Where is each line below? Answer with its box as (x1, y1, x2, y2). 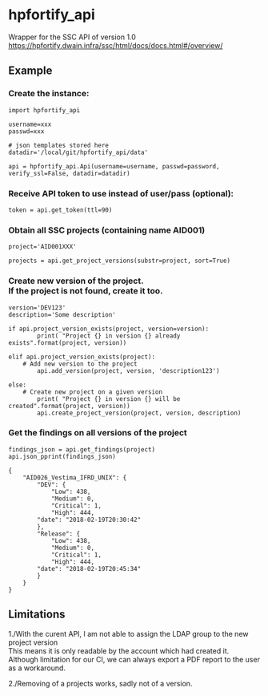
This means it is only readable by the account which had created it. (8, 645, 230, 655)
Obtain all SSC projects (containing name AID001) (8, 225, 206, 236)
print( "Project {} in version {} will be (37, 395, 181, 403)
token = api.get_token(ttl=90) (8, 206, 113, 214)
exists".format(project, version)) (8, 338, 127, 346)
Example (8, 64, 53, 78)
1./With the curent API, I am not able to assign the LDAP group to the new (8, 629, 249, 638)
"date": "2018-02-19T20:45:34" (37, 564, 142, 573)
